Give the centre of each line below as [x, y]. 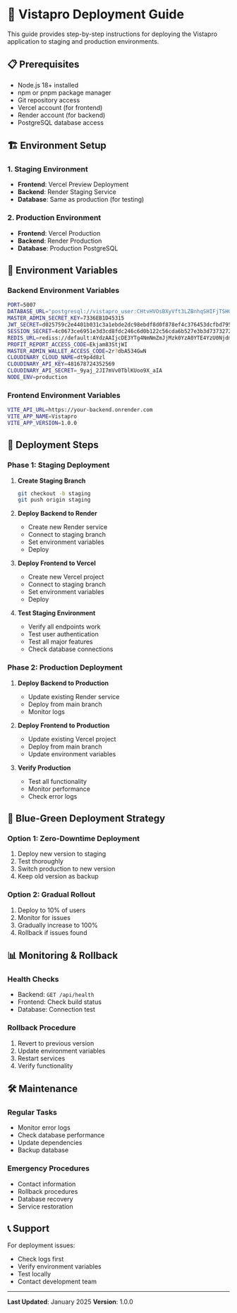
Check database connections [71, 649]
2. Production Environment [54, 218]
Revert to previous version [56, 1043]
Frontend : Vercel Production [59, 233]
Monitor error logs [44, 1127]
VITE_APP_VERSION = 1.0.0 [42, 423]
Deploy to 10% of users [51, 910]
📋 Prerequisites [43, 65]
